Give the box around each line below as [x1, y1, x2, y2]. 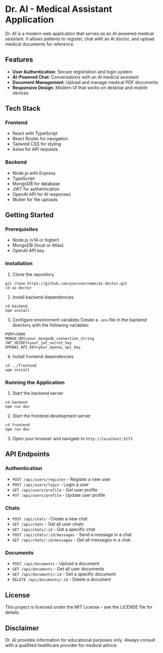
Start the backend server [12, 390, 63, 396]
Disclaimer [5, 624, 39, 632]
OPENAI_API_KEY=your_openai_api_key [5, 345, 81, 350]
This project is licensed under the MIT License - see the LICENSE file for [5, 604, 153, 610]
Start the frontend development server [12, 413, 91, 419]
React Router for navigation [12, 136, 68, 142]
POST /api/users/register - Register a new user [12, 476, 111, 482]
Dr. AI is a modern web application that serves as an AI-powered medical [5, 30, 154, 36]
